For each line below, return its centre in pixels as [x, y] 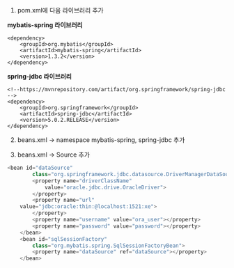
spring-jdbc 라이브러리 [39, 76]
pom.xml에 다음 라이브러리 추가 [60, 10]
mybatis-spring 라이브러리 [45, 25]
